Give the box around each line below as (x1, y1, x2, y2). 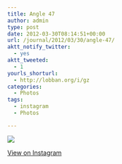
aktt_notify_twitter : (7, 43, 71, 50)
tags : (7, 97, 23, 104)
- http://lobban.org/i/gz (13, 76, 90, 84)
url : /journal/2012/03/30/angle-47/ (7, 37, 115, 44)
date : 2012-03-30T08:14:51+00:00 (7, 30, 106, 38)
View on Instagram (7, 148, 62, 157)
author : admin (7, 17, 49, 24)
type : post (7, 23, 39, 31)
